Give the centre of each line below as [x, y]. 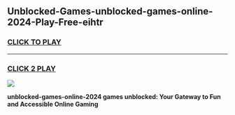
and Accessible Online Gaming [53, 104]
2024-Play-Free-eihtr [55, 23]
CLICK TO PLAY [34, 43]
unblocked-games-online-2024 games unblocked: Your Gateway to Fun [114, 96]
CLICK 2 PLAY [31, 68]
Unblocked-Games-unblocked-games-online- [110, 11]
